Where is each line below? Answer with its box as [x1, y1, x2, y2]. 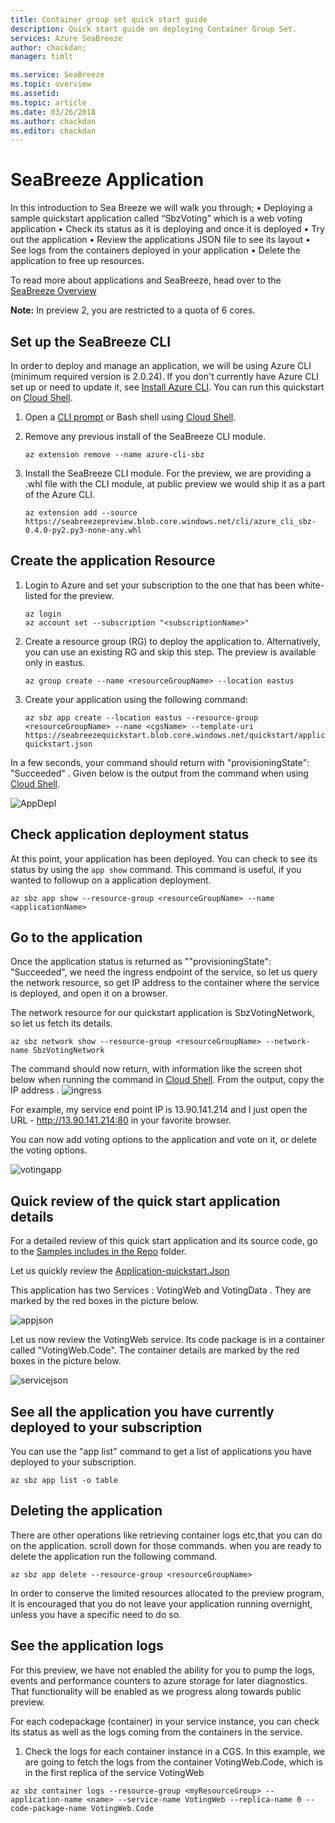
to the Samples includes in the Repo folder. [10, 1246, 187, 1258]
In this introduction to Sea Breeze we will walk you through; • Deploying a [10, 202, 313, 214]
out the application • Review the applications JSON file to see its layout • [10, 234, 311, 246]
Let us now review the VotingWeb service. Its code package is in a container [10, 1334, 325, 1346]
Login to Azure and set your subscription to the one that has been [24, 579, 297, 591]
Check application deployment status [10, 826, 250, 843]
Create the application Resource [10, 552, 216, 570]
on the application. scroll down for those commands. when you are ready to [10, 1539, 322, 1551]
